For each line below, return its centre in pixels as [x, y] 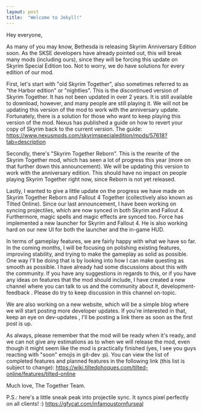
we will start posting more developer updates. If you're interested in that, [96, 311]
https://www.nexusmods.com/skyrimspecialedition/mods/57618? [87, 135]
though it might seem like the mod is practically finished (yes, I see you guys [101, 348]
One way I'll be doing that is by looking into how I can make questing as [95, 260]
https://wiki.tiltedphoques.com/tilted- [102, 367]
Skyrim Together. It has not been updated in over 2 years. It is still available [99, 97]
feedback [18, 292]
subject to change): [30, 367]
